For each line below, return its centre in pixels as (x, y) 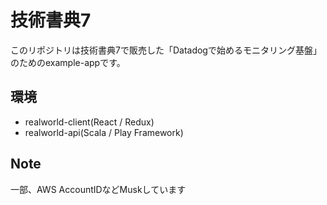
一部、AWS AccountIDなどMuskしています (98, 189)
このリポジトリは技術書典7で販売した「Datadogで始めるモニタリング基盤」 (166, 50)
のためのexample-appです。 (68, 62)
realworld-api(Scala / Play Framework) (104, 132)
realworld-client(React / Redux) (89, 122)
